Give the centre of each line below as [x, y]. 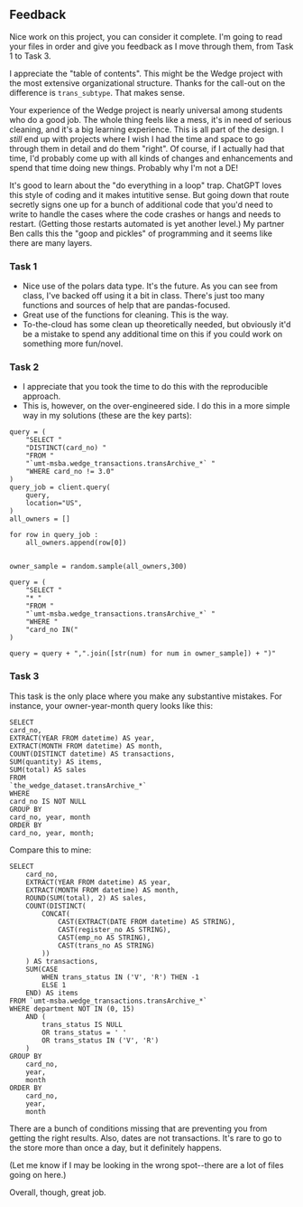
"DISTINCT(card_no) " [66, 448]
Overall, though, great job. [58, 1192]
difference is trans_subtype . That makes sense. [97, 92]
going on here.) [38, 1174]
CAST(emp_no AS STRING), [104, 938]
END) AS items [52, 993]
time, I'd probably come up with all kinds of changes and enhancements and [151, 158]
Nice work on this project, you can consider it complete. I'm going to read [146, 36]
